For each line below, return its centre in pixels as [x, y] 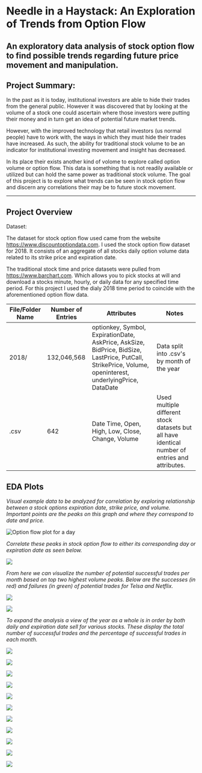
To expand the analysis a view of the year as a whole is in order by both [96, 620]
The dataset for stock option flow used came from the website [84, 238]
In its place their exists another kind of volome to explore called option [93, 162]
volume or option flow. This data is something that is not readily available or [100, 168]
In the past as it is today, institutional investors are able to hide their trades [98, 100]
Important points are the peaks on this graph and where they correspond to [100, 514]
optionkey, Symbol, [119, 327]
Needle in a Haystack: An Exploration [101, 11]
